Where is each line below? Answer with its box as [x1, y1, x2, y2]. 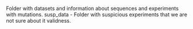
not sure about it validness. [6, 17, 71, 24]
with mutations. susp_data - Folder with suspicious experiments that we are [6, 11, 188, 18]
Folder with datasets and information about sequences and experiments [6, 5, 179, 12]
